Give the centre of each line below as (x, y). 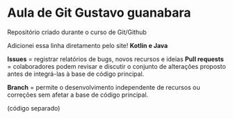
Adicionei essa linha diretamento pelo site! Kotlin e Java (88, 45)
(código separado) (34, 108)
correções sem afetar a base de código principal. (78, 95)
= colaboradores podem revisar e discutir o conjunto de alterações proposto (116, 66)
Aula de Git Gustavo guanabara (99, 13)
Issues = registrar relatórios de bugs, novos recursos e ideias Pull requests (115, 59)
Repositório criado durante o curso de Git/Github (77, 32)
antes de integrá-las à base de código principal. (76, 74)
